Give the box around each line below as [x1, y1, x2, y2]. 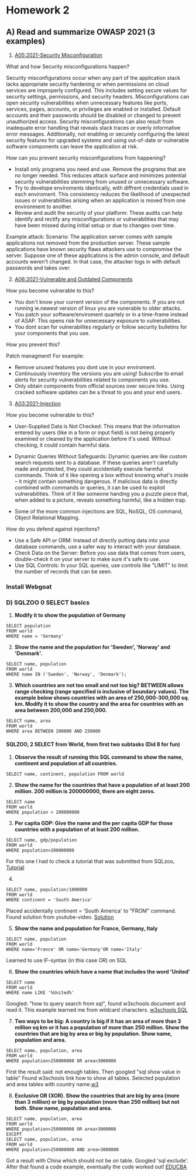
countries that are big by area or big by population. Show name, [14, 1030, 173, 1038]
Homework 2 [6, 4, 70, 17]
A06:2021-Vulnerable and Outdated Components [14, 276, 133, 282]
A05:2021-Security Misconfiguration [14, 52, 102, 59]
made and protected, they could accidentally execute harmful [14, 465, 163, 472]
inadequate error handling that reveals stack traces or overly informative [6, 124, 181, 131]
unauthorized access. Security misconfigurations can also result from [6, 118, 174, 125]
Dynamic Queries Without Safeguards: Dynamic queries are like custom [14, 453, 187, 459]
